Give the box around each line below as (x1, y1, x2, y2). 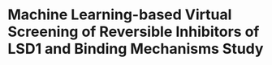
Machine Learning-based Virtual (7, 6, 232, 24)
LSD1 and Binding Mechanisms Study (7, 40, 264, 58)
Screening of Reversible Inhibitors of (7, 22, 260, 41)
